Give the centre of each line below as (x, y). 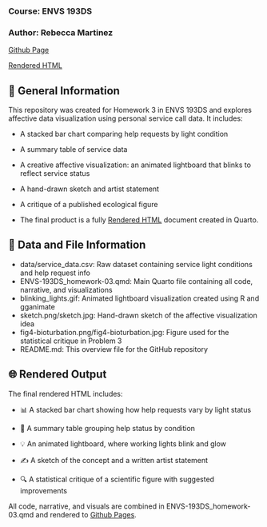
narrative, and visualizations (66, 289)
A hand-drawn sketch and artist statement (90, 189)
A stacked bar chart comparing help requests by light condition (124, 134)
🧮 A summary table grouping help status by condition (108, 428)
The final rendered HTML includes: (66, 393)
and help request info (55, 273)
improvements (44, 490)
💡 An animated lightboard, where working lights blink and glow (123, 443)
